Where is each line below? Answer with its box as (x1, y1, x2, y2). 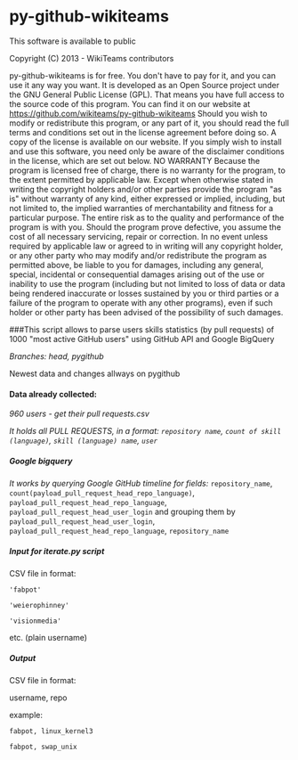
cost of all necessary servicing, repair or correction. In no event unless (9, 231, 269, 241)
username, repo (9, 692, 68, 703)
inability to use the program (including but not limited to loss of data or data (9, 278, 286, 289)
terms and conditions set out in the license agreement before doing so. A (9, 127, 278, 137)
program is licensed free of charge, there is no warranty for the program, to (9, 165, 286, 176)
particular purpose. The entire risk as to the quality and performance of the (9, 212, 285, 223)
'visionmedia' (9, 617, 62, 625)
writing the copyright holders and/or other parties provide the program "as (9, 184, 282, 194)
